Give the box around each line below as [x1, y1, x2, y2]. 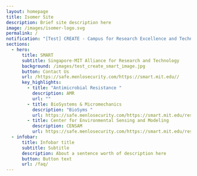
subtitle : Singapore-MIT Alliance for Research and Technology [21, 57, 180, 63]
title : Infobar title [21, 139, 75, 145]
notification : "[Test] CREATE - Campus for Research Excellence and [6, 36, 177, 42]
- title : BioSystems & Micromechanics [27, 101, 122, 107]
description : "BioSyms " [32, 107, 93, 113]
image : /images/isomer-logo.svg [6, 25, 85, 31]
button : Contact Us [21, 69, 69, 75]
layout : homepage [6, 8, 49, 15]
